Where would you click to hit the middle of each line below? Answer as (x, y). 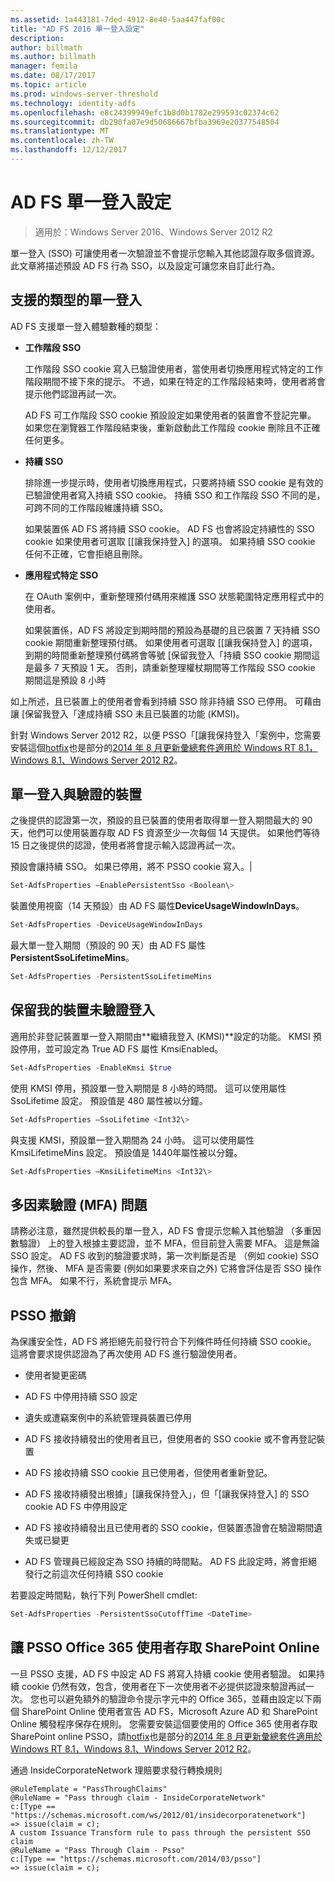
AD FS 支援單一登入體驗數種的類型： (86, 326)
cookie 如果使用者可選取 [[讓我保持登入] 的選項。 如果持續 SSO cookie (170, 541)
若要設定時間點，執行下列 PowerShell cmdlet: (104, 1595)
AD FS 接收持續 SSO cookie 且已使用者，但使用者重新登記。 (148, 1473)
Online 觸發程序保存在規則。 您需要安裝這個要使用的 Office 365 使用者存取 (164, 1723)
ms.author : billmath (53, 57)
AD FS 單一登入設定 (91, 202)
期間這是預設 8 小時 (65, 680)
